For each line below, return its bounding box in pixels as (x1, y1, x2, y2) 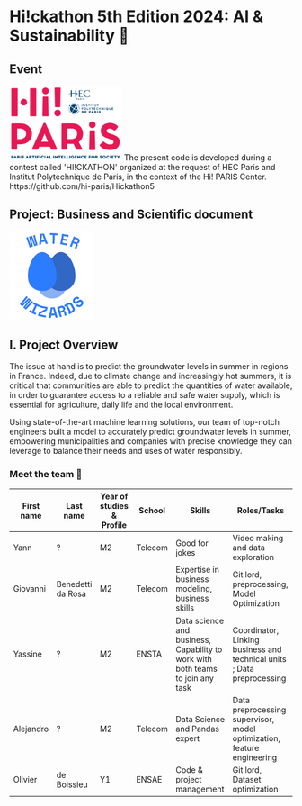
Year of (100, 491, 129, 502)
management (175, 783, 225, 794)
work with (175, 653, 213, 664)
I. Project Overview (9, 337, 119, 352)
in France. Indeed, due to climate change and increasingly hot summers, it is (9, 371, 292, 382)
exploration (232, 552, 274, 563)
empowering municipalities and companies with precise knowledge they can (9, 436, 293, 447)
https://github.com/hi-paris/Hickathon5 (9, 181, 155, 191)
